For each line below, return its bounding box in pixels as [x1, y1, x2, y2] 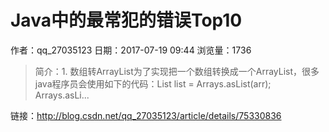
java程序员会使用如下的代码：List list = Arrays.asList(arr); [34, 77, 272, 90]
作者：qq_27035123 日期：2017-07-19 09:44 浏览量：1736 [10, 44, 252, 56]
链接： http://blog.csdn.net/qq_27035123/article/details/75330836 [10, 109, 282, 121]
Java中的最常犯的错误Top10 [10, 9, 243, 32]
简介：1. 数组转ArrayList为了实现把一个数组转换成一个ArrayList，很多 [34, 65, 320, 77]
